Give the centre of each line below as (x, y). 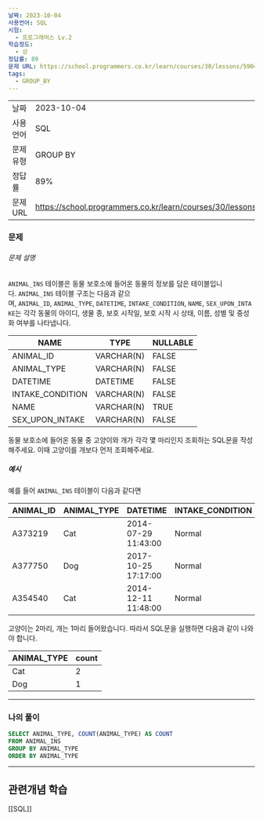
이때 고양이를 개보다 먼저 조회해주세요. (96, 450)
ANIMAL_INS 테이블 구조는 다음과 (67, 293)
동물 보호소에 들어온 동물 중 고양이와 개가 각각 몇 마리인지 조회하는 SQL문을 (123, 439)
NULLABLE (173, 342)
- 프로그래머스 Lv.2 (44, 37)
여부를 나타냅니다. (43, 323)
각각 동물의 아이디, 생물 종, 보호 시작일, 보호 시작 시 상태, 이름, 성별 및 (129, 313)
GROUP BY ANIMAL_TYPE (43, 749)
